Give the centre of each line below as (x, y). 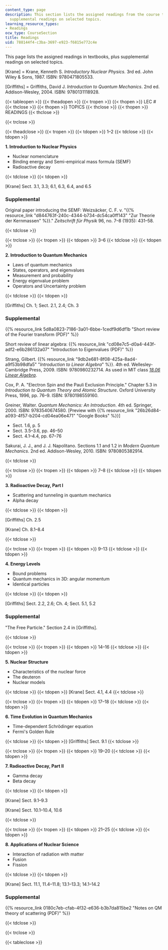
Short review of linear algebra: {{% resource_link (55, 344)
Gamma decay (27, 775)
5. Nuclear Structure (27, 662)
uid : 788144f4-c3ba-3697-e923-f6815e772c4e (51, 42)
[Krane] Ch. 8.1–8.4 (25, 529)
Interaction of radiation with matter (48, 854)
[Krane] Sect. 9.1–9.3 (26, 800)
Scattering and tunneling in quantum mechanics (62, 495)
